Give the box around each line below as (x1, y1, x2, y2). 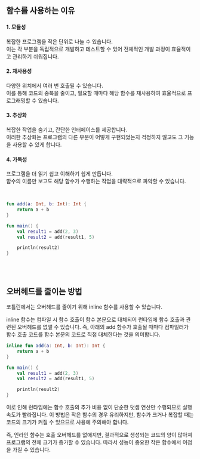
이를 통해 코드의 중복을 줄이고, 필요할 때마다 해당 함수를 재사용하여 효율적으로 (6, 89, 186, 97)
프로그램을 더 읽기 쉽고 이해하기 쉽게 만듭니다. (6, 170, 113, 177)
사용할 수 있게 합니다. (12, 141, 62, 148)
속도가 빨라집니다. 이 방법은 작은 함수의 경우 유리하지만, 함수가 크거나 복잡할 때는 (6, 411, 194, 418)
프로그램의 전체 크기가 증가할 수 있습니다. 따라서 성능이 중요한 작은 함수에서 (6, 439, 181, 446)
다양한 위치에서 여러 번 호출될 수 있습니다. (6, 82, 103, 89)
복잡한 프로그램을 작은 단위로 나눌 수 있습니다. (6, 38, 113, 45)
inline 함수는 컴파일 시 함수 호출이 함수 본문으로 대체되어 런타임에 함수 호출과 (6, 316, 185, 324)
